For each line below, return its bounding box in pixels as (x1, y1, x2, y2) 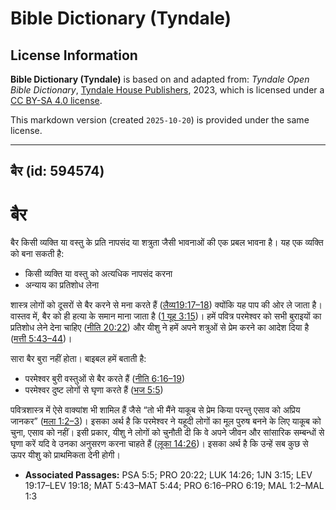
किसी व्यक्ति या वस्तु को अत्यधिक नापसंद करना (24, 268, 173, 280)
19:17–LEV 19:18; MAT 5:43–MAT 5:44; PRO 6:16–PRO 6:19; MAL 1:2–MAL (24, 480, 325, 492)
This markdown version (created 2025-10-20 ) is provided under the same (10, 114, 310, 126)
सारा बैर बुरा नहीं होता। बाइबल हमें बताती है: (10, 353, 147, 365)
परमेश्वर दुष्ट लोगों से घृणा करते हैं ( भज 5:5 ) (24, 384, 164, 396)
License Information (10, 47, 138, 64)
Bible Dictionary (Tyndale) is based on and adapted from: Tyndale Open (10, 73, 310, 85)
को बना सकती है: (10, 248, 65, 260)
